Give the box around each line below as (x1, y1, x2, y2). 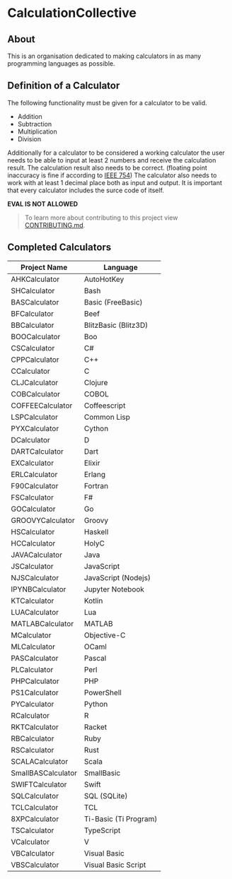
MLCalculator (11, 642, 55, 651)
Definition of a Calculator (7, 80, 120, 92)
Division (17, 134, 41, 143)
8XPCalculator (11, 814, 59, 824)
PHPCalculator (11, 676, 60, 686)
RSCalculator (11, 745, 54, 755)
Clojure (83, 377, 108, 387)
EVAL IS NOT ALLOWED (7, 199, 79, 208)
